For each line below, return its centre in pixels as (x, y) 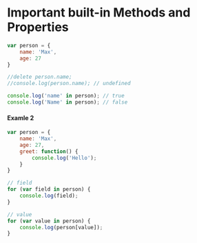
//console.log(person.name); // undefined (69, 84)
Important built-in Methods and (99, 13)
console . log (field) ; (49, 196)
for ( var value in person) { (49, 221)
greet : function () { (49, 151)
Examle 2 (21, 117)
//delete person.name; (40, 77)
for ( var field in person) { (49, 189)
